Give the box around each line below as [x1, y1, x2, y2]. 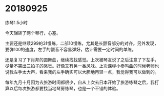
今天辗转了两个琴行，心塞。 [5, 30, 61, 36]
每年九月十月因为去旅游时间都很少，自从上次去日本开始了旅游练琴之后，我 [5, 79, 155, 85]
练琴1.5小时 [5, 19, 28, 25]
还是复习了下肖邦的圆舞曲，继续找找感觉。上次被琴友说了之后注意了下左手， [5, 57, 159, 62]
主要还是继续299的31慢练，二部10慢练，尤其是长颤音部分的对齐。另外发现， [5, 40, 159, 46]
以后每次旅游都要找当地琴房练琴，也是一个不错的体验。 [9, 85, 121, 91]
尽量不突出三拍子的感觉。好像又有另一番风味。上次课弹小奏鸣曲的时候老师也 [5, 63, 159, 69]
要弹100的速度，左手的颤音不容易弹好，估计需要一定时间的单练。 [5, 46, 137, 52]
